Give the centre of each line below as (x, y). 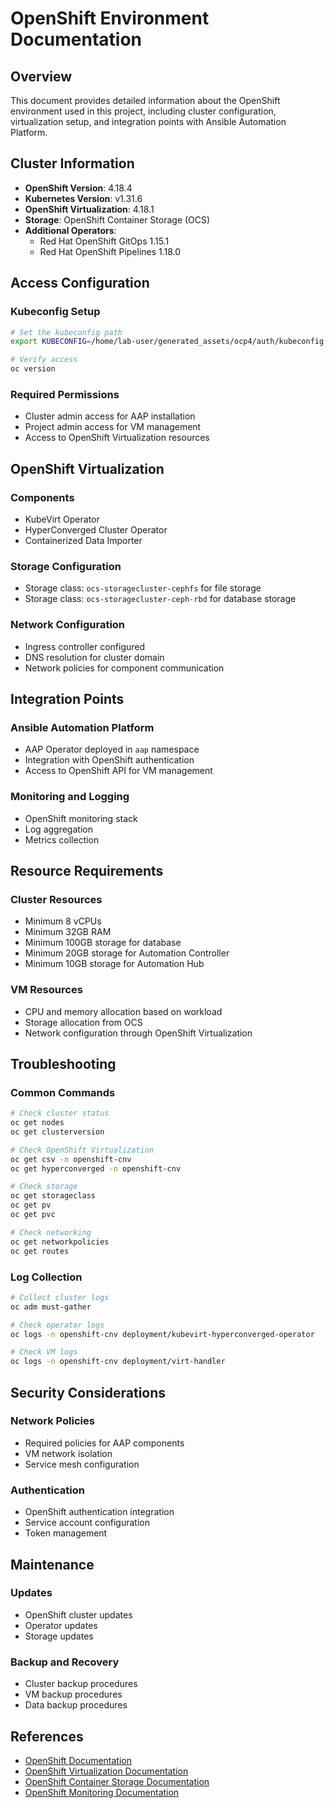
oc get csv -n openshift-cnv (71, 1159)
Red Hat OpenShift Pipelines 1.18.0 (110, 251)
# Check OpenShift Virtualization (82, 1150)
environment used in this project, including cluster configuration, (143, 111)
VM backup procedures (73, 1694)
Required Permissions (65, 394)
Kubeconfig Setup (55, 312)
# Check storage (44, 1187)
